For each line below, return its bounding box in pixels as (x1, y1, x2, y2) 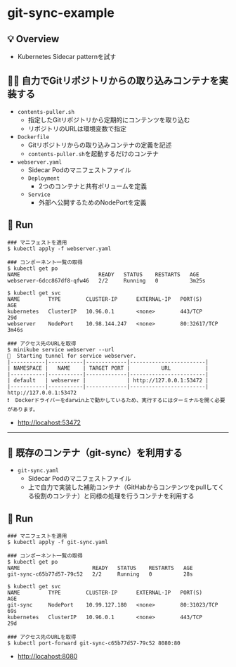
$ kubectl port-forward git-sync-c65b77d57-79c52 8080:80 (7, 640, 181, 647)
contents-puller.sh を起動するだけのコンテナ (27, 149, 159, 157)
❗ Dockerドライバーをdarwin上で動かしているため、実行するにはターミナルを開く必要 (7, 396, 225, 403)
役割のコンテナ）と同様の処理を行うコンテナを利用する (34, 492, 195, 500)
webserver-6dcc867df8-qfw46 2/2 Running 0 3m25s (7, 277, 206, 284)
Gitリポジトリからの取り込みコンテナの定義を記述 (27, 141, 172, 149)
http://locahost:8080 (17, 652, 78, 661)
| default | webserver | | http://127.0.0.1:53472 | (7, 377, 209, 384)
